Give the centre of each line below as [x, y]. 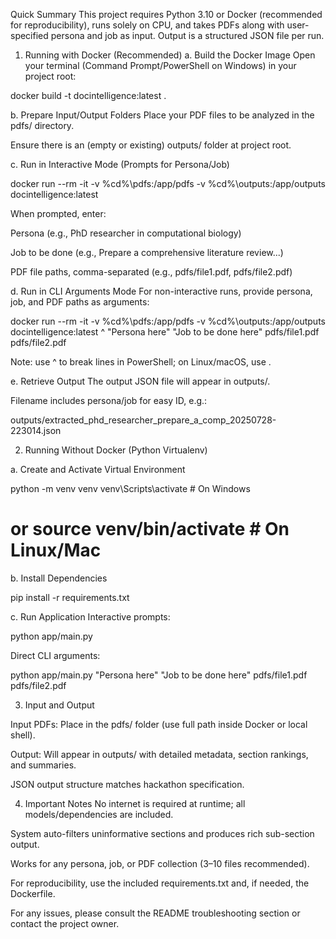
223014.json [36, 430]
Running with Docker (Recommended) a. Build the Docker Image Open [170, 55]
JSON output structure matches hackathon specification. [127, 784]
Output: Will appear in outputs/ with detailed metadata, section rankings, [159, 754]
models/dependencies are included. [99, 814]
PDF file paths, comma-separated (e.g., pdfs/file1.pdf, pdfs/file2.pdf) [151, 272]
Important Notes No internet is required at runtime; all [135, 803]
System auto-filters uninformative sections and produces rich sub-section [162, 833]
